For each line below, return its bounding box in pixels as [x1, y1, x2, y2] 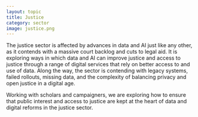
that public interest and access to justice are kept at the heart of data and [6, 98, 187, 105]
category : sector [6, 20, 50, 26]
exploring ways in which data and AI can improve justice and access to [6, 54, 181, 61]
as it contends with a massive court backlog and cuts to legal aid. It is [6, 48, 178, 56]
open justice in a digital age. [6, 80, 76, 87]
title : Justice [6, 14, 44, 20]
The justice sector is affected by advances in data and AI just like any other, [6, 42, 193, 49]
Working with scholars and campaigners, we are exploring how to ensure [6, 91, 187, 98]
